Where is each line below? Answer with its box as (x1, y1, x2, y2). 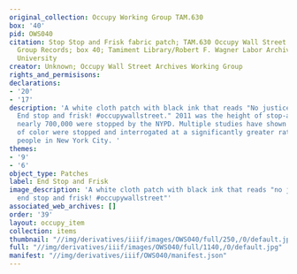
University (17, 54, 57, 63)
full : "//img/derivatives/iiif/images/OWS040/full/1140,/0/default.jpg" (9, 243, 283, 252)
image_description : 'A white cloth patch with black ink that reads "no (9, 186, 283, 194)
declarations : (9, 79, 62, 88)
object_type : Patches (9, 169, 89, 178)
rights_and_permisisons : (9, 71, 101, 80)
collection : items (9, 226, 77, 235)
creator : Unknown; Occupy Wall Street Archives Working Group (9, 63, 243, 72)
